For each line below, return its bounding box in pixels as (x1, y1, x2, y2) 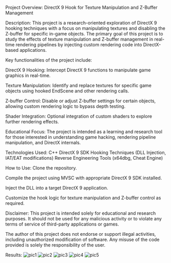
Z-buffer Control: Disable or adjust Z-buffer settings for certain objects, (5, 98, 156, 104)
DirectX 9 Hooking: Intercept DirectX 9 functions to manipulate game (5, 67, 151, 73)
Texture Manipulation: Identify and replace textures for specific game (5, 82, 151, 88)
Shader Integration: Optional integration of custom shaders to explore (5, 113, 153, 119)
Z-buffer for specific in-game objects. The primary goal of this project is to (5, 31, 163, 36)
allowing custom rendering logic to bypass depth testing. (5, 103, 126, 109)
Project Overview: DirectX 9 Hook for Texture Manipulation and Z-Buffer (5, 5, 158, 10)
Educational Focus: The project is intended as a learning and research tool (5, 128, 163, 135)
